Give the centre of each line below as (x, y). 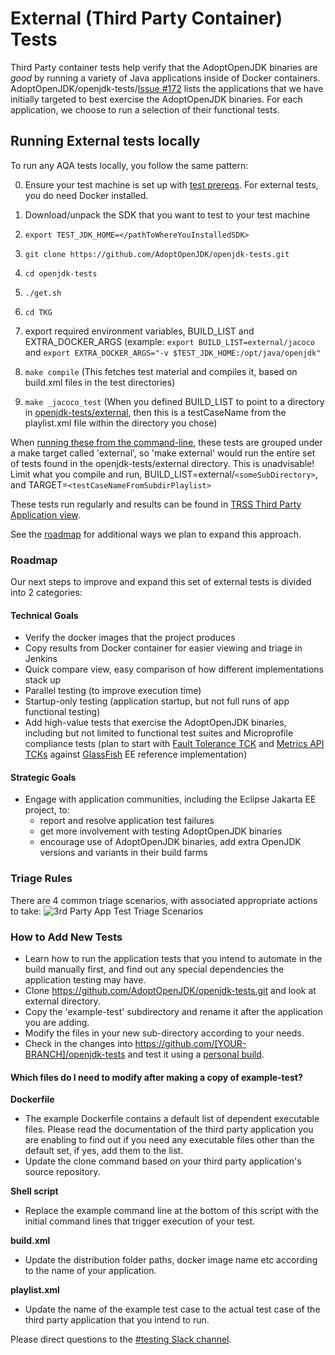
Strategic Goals (43, 777)
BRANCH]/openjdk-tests (75, 1054)
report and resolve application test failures (127, 821)
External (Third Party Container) (146, 18)
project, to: (47, 810)
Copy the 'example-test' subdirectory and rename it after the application (173, 1012)
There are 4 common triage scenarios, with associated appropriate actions (164, 900)
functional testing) (62, 712)
